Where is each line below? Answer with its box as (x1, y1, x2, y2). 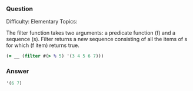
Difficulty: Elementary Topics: (6, 18, 78, 25)
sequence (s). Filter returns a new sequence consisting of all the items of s (6, 36, 188, 43)
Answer (6, 67, 29, 75)
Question (6, 5, 34, 13)
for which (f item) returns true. (6, 42, 79, 49)
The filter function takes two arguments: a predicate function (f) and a (6, 29, 175, 36)
